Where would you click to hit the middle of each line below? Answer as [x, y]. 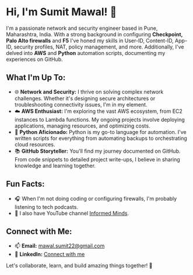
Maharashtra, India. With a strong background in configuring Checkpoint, [94, 34]
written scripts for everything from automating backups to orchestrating [101, 138]
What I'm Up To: [36, 78]
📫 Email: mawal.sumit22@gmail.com [59, 246]
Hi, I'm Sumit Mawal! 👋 [62, 12]
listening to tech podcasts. [46, 207]
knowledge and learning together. [55, 166]
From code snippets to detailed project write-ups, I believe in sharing [97, 159]
